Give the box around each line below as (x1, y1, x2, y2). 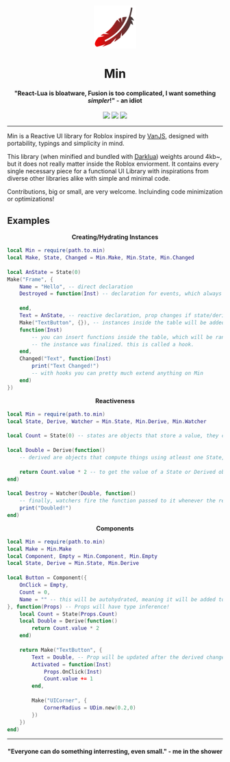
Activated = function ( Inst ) (31, 661, 112, 668)
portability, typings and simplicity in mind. (7, 139, 125, 148)
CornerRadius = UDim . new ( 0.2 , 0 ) (43, 704, 136, 711)
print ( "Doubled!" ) (19, 505, 72, 511)
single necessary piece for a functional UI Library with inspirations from (7, 167, 209, 175)
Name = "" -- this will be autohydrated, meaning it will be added (19, 596, 216, 603)
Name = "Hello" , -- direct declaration (19, 283, 133, 290)
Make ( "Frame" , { (7, 276, 53, 283)
